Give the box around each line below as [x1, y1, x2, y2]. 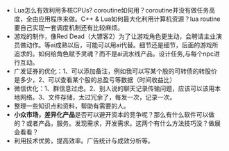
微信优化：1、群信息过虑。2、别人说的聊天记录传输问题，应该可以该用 [13, 84, 215, 93]
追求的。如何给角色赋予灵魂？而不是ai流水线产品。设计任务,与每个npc [13, 49, 214, 58]
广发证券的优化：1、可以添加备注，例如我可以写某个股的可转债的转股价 [13, 67, 217, 75]
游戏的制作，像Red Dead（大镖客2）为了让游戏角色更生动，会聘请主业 [13, 32, 217, 40]
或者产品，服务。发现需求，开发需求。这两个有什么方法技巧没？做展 [26, 119, 221, 127]
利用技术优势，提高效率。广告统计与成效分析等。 [13, 136, 154, 145]
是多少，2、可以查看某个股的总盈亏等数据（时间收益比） [13, 76, 176, 84]
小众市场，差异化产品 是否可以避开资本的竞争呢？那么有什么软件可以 [13, 111, 209, 118]
